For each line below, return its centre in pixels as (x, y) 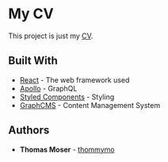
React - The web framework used (74, 79)
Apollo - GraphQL (48, 88)
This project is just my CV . (51, 36)
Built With (33, 61)
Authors (29, 131)
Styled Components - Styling (67, 97)
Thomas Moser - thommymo (67, 149)
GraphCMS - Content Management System (90, 105)
